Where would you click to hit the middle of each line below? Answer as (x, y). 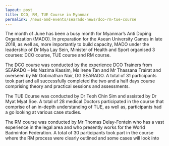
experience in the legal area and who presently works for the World (75, 127)
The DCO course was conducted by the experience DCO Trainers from (79, 65)
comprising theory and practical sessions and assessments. (68, 86)
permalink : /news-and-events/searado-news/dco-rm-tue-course (71, 19)
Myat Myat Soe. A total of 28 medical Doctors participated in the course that (84, 102)
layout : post (19, 10)
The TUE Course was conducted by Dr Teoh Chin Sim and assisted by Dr (81, 96)
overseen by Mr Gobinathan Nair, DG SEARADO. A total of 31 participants (81, 76)
